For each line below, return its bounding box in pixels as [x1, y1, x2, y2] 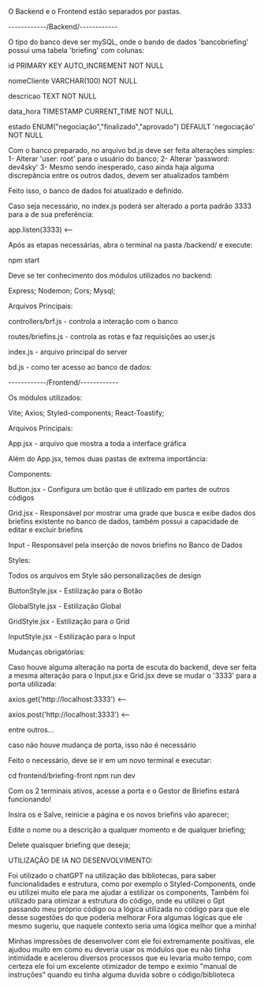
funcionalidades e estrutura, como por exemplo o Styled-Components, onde [8, 879, 256, 888]
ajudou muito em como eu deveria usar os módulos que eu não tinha [8, 945, 231, 954]
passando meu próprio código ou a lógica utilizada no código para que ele [8, 904, 250, 914]
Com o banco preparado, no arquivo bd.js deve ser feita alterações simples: [8, 146, 255, 155]
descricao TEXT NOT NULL [8, 91, 97, 101]
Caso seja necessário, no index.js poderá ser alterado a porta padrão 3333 [8, 201, 252, 210]
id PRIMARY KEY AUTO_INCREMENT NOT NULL [8, 61, 164, 70]
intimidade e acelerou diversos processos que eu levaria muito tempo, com [8, 953, 252, 963]
